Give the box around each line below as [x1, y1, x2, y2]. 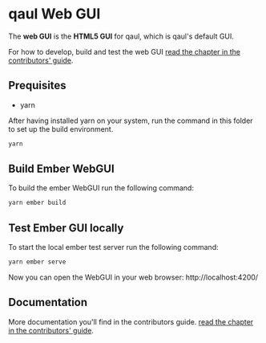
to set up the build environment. [8, 124, 114, 133]
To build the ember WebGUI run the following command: [8, 183, 195, 193]
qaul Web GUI [8, 5, 101, 23]
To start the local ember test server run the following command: [8, 243, 219, 252]
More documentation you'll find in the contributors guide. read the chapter [8, 316, 254, 326]
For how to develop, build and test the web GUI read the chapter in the [8, 47, 240, 56]
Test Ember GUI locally [8, 221, 124, 235]
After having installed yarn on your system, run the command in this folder [8, 116, 254, 125]
